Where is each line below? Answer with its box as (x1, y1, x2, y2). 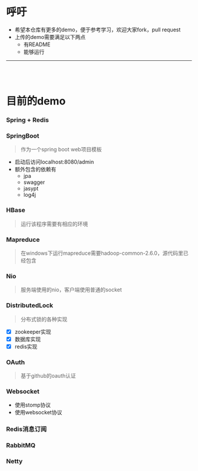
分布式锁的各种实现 (20, 316, 68, 323)
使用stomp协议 (14, 401, 51, 408)
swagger (23, 178, 45, 186)
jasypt (23, 185, 39, 192)
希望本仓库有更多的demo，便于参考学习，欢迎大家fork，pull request (14, 26, 181, 33)
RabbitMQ (6, 441, 36, 450)
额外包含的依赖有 (14, 166, 57, 173)
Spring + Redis (6, 116, 49, 124)
